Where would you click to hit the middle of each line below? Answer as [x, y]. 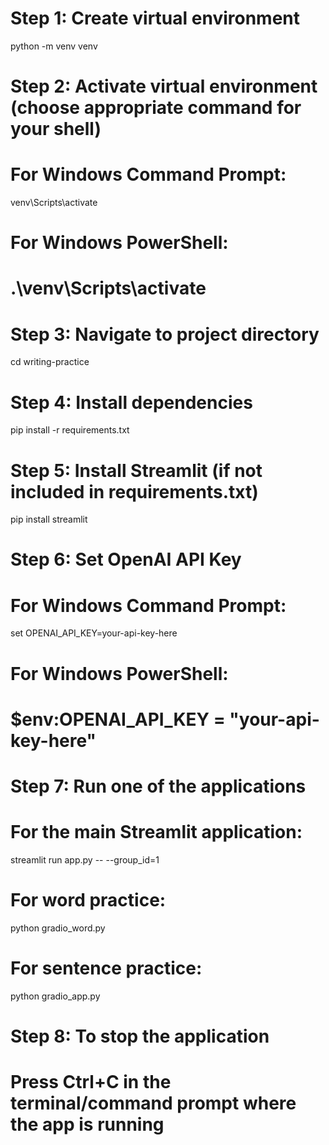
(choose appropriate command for [156, 108]
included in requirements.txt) [134, 491]
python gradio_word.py [58, 928]
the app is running [87, 1124]
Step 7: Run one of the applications [158, 786]
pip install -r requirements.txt [70, 430]
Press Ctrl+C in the [91, 1082]
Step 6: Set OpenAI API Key [126, 559]
